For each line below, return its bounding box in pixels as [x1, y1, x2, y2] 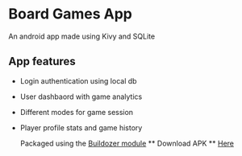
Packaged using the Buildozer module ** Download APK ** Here [19, 138, 235, 148]
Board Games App [8, 5, 133, 23]
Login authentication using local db [19, 76, 137, 85]
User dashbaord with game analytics [19, 92, 143, 101]
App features [8, 55, 77, 68]
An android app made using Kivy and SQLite [8, 31, 156, 41]
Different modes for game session [19, 107, 134, 117]
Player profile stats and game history [19, 122, 143, 133]
